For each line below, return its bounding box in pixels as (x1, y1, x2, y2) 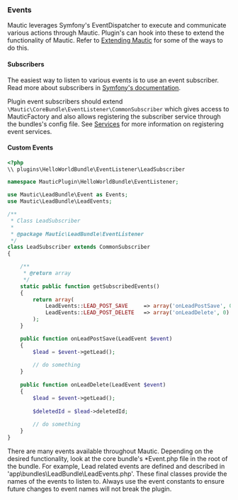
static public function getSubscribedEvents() (20, 282, 160, 290)
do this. (7, 44, 30, 52)
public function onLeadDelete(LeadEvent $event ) (20, 382, 166, 389)
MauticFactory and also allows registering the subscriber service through (7, 112, 221, 121)
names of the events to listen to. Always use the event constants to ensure (7, 477, 225, 485)
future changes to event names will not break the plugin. (7, 484, 172, 493)
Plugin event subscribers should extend (7, 97, 123, 106)
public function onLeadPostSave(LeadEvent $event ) (20, 335, 173, 342)
